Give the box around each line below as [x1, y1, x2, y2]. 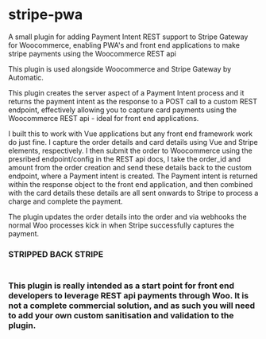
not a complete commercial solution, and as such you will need [8, 300, 256, 311]
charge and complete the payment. [8, 197, 123, 206]
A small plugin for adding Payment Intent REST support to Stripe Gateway [8, 32, 249, 41]
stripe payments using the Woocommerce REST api [8, 49, 177, 58]
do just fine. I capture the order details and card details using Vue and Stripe [8, 137, 258, 146]
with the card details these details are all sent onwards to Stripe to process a [8, 188, 259, 197]
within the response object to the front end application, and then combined [8, 179, 253, 189]
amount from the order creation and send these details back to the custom [8, 162, 253, 172]
